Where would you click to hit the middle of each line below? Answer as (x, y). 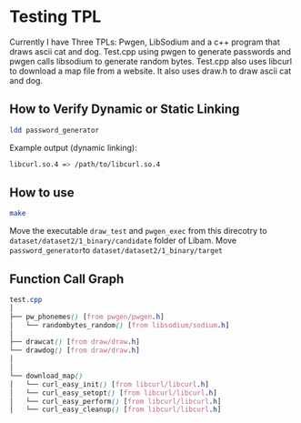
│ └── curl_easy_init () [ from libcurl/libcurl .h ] (109, 384)
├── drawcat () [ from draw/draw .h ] (75, 342)
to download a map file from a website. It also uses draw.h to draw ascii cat (150, 71)
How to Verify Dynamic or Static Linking (125, 110)
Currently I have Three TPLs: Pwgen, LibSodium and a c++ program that (145, 42)
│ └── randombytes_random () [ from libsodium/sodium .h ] (120, 325)
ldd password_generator (55, 130)
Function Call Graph (67, 279)
